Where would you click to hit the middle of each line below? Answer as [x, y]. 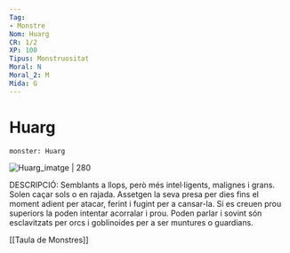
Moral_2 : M [29, 75]
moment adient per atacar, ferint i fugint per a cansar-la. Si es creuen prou [145, 203]
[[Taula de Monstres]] [49, 240]
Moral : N [25, 67]
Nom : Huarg [29, 34]
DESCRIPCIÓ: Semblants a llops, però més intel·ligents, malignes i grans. [142, 185]
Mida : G [24, 83]
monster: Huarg [37, 151]
